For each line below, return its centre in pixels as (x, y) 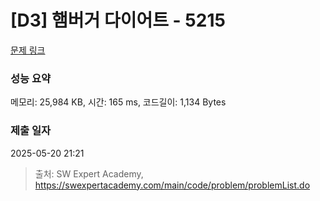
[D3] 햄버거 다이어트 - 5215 (118, 20)
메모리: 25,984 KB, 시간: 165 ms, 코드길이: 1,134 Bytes (118, 102)
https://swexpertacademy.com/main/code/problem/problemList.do (172, 185)
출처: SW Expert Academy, (89, 173)
